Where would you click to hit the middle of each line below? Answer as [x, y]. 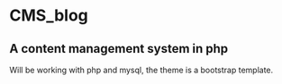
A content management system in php [119, 49]
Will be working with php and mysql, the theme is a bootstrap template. [141, 70]
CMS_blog [49, 16]
